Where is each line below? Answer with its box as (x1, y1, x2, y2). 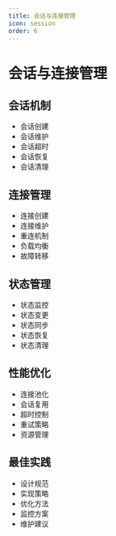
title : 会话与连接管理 (8, 11, 77, 20)
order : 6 (8, 27, 38, 35)
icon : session (8, 19, 56, 27)
